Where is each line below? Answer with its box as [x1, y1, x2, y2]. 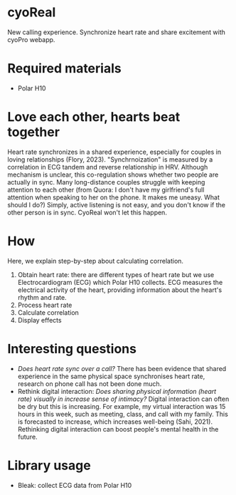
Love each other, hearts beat [7, 109, 181, 125]
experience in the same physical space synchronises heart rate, [17, 372, 205, 380]
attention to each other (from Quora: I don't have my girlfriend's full [7, 185, 205, 194]
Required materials [7, 61, 122, 77]
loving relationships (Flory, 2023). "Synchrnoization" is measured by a [7, 155, 213, 164]
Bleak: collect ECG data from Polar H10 [17, 481, 132, 489]
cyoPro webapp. [7, 35, 55, 43]
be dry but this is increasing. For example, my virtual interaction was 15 [17, 402, 226, 410]
